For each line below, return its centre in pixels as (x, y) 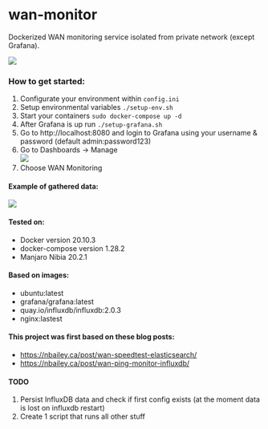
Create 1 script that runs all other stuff (83, 417)
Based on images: (39, 275)
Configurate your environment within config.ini (99, 99)
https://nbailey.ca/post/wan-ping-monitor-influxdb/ (105, 363)
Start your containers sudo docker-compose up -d (101, 116)
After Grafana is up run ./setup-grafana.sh (91, 124)
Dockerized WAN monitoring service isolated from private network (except (132, 37)
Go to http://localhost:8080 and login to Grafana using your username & (139, 133)
